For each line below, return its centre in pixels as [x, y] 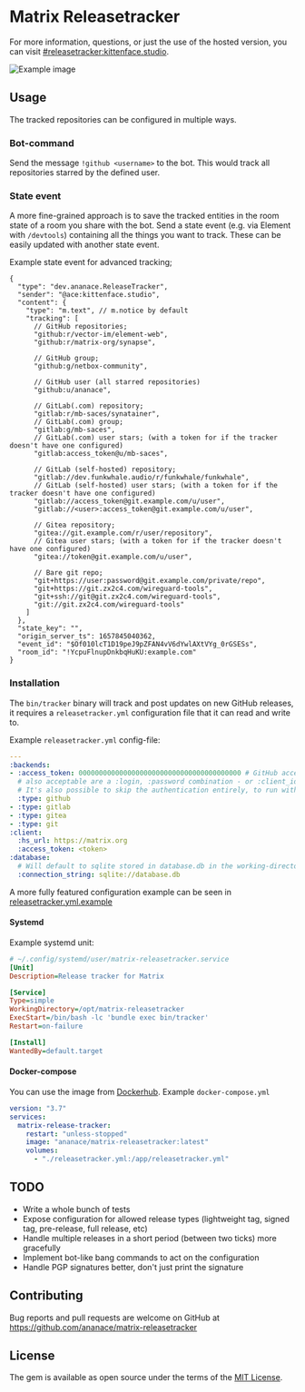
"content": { [42, 303]
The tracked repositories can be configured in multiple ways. [123, 119]
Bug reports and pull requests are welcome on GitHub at [115, 1318]
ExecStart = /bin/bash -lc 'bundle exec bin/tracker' [109, 1018]
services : [28, 1117]
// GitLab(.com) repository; [89, 406]
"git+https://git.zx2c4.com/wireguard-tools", [123, 589]
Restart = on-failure [46, 1027]
